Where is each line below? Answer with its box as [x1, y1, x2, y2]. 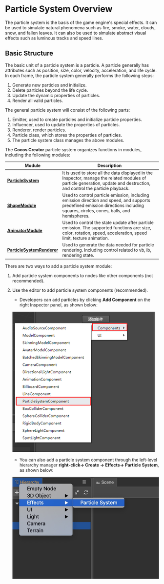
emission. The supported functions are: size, [62, 225, 151, 230]
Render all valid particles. [12, 98, 63, 103]
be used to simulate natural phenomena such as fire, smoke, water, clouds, [5, 24, 156, 30]
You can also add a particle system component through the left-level [19, 457, 158, 463]
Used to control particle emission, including [62, 192, 149, 198]
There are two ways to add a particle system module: [5, 263, 112, 269]
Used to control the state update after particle [62, 220, 154, 225]
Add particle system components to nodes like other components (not [12, 272, 153, 279]
